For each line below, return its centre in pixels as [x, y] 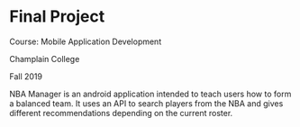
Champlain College [45, 59]
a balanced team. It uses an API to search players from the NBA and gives [146, 103]
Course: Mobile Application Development [86, 41]
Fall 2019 [26, 76]
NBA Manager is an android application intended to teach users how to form [150, 94]
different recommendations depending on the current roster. [121, 113]
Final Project [57, 17]
